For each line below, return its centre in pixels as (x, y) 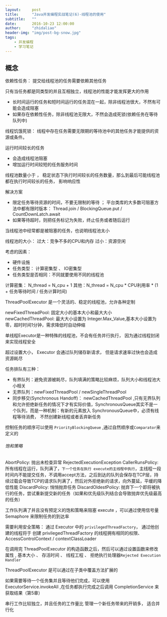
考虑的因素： (18, 252)
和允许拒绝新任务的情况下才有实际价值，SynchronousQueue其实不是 (83, 405)
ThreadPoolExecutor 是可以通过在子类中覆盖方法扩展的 (62, 570)
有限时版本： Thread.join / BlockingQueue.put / (74, 208)
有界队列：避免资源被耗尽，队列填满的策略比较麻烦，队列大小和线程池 (84, 380)
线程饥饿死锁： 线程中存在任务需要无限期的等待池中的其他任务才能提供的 (80, 131)
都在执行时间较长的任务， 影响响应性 (43, 181)
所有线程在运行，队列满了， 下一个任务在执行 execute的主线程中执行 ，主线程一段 (83, 468)
